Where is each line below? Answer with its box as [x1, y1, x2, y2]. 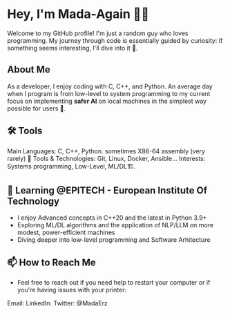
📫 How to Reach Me [7, 256, 96, 268]
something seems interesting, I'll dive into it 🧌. [7, 44, 138, 52]
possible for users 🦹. [7, 104, 66, 113]
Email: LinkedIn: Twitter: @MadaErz [7, 299, 108, 307]
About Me [7, 64, 50, 75]
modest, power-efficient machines [17, 228, 115, 237]
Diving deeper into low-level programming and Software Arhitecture [17, 236, 211, 244]
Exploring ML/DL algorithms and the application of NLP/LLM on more [17, 221, 214, 229]
